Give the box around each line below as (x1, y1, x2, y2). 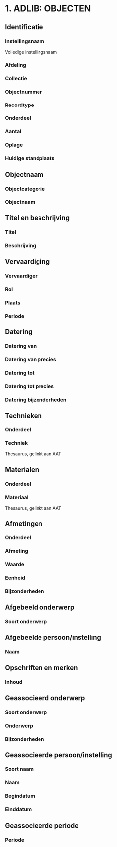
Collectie (5, 75, 27, 82)
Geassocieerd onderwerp (5, 694, 85, 702)
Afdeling (5, 61, 26, 68)
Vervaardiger (5, 272, 38, 279)
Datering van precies (5, 356, 56, 363)
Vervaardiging (5, 257, 50, 266)
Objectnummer (5, 88, 42, 95)
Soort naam (5, 766, 34, 773)
